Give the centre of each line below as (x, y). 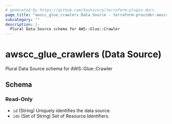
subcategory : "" (23, 19)
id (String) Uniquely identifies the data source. (62, 110)
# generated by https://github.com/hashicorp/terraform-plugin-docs (80, 10)
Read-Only (19, 99)
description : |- (23, 24)
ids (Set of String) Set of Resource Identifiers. (61, 116)
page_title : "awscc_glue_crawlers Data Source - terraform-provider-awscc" (88, 15)
